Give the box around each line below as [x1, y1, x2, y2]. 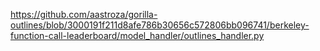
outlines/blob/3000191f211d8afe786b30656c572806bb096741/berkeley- [10, 19, 310, 31]
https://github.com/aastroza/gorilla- [10, 9, 158, 20]
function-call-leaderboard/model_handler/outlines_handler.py [10, 30, 265, 41]
